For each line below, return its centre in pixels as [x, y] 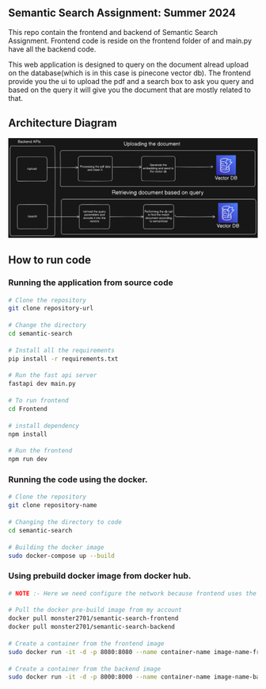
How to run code [50, 260]
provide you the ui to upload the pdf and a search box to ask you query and [131, 81]
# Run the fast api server [53, 375]
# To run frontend [38, 401]
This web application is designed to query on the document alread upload [129, 64]
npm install [28, 434]
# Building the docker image [56, 547]
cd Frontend [28, 409]
